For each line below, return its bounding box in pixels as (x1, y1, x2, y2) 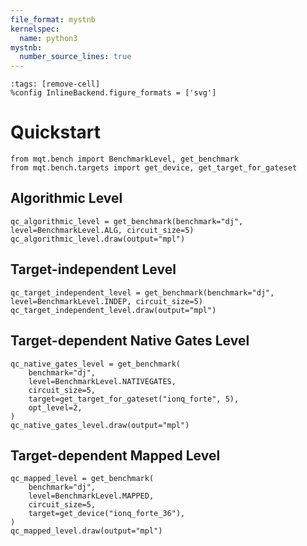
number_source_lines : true (19, 52, 132, 62)
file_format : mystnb (10, 14, 97, 25)
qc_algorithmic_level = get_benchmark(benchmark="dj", (10, 216, 244, 226)
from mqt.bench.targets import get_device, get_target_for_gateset (10, 163, 298, 173)
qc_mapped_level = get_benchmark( (10, 474, 155, 484)
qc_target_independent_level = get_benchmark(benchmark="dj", (10, 287, 275, 298)
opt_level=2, (28, 402, 83, 413)
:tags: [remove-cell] (10, 79, 101, 90)
